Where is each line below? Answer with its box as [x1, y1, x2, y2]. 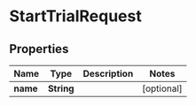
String [47, 82, 74, 95]
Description [82, 68, 134, 79]
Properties [9, 42, 69, 57]
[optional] [141, 82, 184, 95]
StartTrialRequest [9, 6, 142, 26]
